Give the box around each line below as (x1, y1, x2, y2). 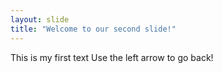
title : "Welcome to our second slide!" (10, 24, 177, 34)
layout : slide (10, 14, 70, 25)
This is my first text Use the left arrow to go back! (10, 51, 214, 63)
